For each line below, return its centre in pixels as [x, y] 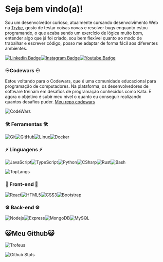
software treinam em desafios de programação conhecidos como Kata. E [78, 92]
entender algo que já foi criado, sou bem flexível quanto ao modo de [73, 38]
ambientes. [16, 48]
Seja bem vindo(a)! [44, 9]
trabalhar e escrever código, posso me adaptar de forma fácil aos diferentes [81, 43]
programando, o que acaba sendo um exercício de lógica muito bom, [74, 33]
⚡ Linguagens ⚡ [24, 150]
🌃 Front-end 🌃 [22, 184]
